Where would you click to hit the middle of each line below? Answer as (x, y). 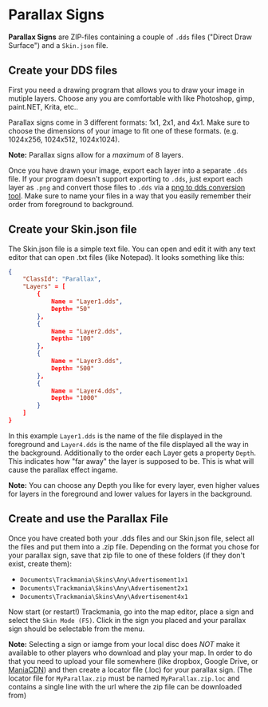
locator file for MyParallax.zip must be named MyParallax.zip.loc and (124, 678)
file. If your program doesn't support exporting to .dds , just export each (126, 178)
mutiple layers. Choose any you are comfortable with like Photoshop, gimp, (132, 98)
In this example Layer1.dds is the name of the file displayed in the (116, 435)
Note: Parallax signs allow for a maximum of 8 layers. (96, 154)
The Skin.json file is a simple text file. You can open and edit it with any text (132, 249)
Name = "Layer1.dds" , (87, 302)
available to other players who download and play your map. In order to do (130, 653)
